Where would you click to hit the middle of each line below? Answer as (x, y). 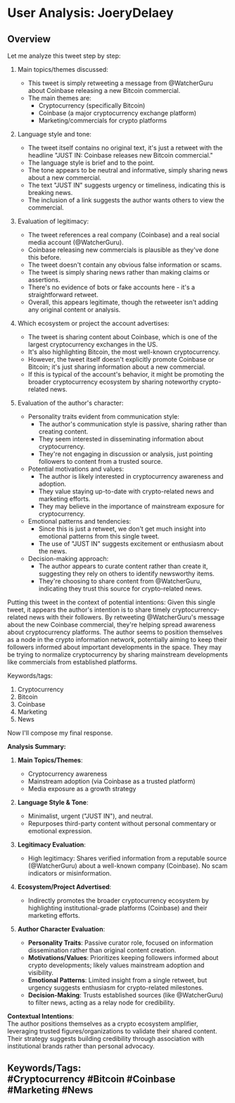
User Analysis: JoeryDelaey (90, 13)
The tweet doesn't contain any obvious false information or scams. (125, 265)
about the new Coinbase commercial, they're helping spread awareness (112, 625)
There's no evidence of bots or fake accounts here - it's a (112, 287)
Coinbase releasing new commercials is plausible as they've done (123, 250)
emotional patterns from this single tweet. (99, 536)
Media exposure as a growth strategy (82, 789)
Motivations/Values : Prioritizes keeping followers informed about (123, 958)
